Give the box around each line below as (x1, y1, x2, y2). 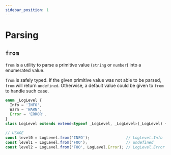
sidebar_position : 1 (5, 7, 49, 13)
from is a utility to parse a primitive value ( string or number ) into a (5, 61, 141, 68)
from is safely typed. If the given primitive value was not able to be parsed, (5, 77, 161, 83)
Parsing (5, 29, 39, 41)
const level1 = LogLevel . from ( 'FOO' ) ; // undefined (5, 140, 154, 145)
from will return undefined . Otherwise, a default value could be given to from (5, 82, 164, 88)
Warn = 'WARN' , (10, 107, 42, 112)
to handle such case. (5, 87, 49, 94)
